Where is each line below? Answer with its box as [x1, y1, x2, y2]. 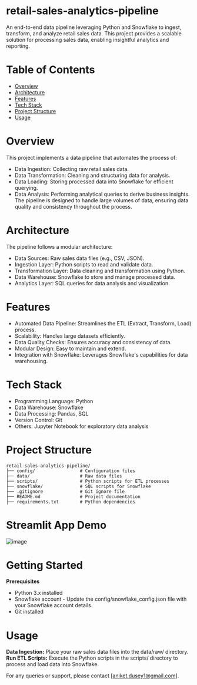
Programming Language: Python [14, 397, 94, 404]
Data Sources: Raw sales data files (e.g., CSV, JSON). [14, 255, 145, 262]
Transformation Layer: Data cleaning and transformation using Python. [14, 267, 185, 274]
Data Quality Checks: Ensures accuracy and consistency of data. [14, 338, 172, 345]
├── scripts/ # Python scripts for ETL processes [6, 478, 169, 484]
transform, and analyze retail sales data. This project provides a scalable [6, 29, 182, 37]
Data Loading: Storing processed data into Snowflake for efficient [14, 178, 173, 185]
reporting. [6, 42, 31, 50]
